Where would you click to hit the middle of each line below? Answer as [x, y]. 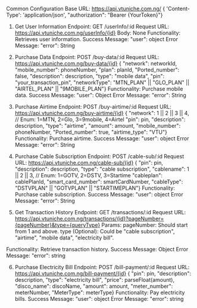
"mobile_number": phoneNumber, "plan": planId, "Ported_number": [97, 70]
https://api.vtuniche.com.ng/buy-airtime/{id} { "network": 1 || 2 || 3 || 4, [102, 113]
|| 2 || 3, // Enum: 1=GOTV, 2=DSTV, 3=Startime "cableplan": [88, 175]
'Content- [178, 9]
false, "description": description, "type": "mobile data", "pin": [90, 76]
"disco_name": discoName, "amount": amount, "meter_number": [94, 286]
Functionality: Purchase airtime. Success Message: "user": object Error [102, 138]
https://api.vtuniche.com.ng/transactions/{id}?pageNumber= [89, 218]
